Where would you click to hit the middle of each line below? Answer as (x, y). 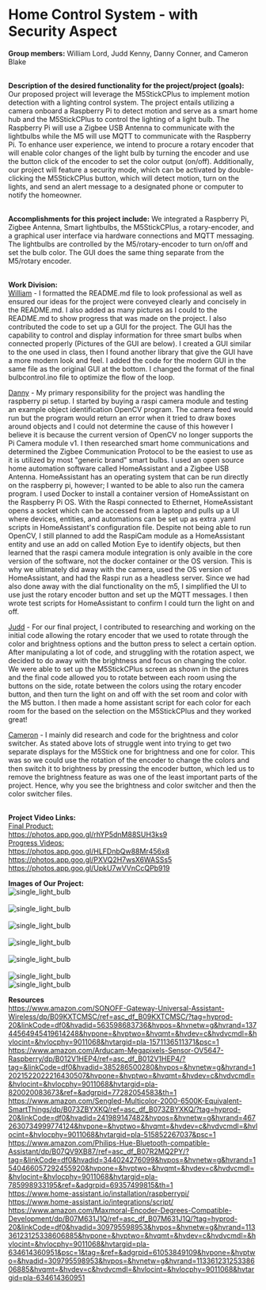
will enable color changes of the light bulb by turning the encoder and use (129, 153)
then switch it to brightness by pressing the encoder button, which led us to (131, 768)
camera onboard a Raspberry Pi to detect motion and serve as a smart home (133, 111)
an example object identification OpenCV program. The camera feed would (131, 409)
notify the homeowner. (45, 195)
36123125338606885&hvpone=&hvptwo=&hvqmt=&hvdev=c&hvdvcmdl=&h (132, 1235)
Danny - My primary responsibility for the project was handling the (117, 392)
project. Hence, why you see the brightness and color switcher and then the (132, 785)
